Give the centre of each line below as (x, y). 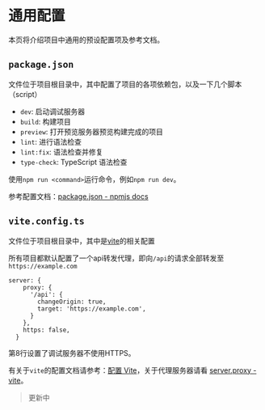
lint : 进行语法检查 (51, 142)
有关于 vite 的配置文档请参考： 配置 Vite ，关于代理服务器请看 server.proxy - (132, 370)
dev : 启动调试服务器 (53, 111)
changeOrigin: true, (72, 302)
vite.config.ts (46, 221)
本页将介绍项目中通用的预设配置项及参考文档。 (86, 40)
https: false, (46, 330)
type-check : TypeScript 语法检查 (74, 162)
